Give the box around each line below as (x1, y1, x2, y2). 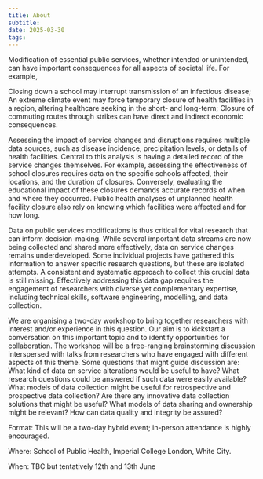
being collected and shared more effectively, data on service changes (8, 243, 234, 252)
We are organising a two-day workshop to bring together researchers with (8, 316, 249, 326)
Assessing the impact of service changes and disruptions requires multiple (8, 135, 250, 145)
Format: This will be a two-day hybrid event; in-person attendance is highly (8, 423, 251, 433)
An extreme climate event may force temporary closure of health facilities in (8, 95, 254, 104)
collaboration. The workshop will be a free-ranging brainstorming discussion (8, 341, 256, 350)
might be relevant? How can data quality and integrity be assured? (8, 408, 223, 417)
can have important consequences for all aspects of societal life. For (8, 64, 230, 73)
